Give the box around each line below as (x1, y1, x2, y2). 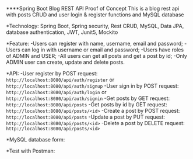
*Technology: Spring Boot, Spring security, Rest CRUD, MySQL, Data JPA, (6, 23, 184, 29)
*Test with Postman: (6, 147, 55, 154)
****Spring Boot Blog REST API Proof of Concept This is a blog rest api (6, 5, 180, 12)
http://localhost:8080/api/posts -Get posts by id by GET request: (6, 101, 167, 108)
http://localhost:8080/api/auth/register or (6, 76, 115, 83)
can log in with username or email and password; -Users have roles (21, 46, 184, 53)
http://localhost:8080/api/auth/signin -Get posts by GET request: (6, 95, 170, 102)
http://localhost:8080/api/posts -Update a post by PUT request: (6, 113, 165, 120)
